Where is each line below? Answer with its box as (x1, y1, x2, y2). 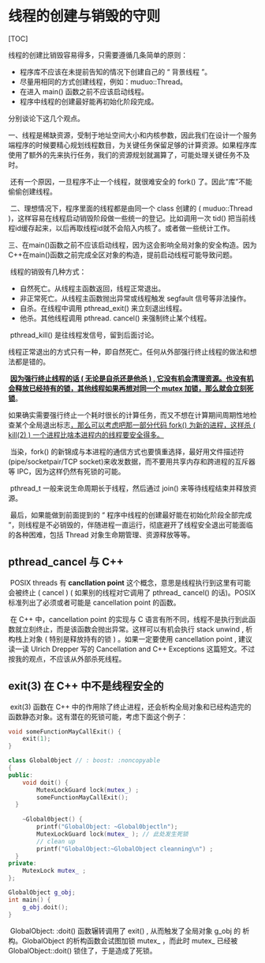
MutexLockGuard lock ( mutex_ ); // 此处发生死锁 (36, 830, 188, 838)
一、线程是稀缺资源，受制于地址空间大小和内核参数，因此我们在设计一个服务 (8, 130, 257, 139)
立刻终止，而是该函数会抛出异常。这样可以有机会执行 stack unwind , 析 (21, 624, 253, 634)
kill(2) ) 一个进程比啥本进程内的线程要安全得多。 (8, 430, 164, 439)
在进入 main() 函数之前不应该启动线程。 (19, 86, 148, 96)
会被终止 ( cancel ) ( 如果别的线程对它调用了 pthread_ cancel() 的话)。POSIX (8, 587, 256, 597)
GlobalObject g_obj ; (8, 889, 77, 897)
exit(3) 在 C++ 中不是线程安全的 (8, 680, 164, 693)
